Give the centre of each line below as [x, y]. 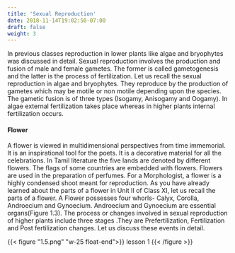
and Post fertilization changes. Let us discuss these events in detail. [106, 228]
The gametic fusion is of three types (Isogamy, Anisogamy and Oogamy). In [117, 99]
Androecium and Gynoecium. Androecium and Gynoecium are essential [111, 206]
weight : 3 [22, 34]
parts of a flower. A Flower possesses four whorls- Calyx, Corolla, [103, 198]
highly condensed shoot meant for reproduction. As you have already [109, 183]
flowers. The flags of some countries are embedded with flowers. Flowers [115, 168]
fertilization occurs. [35, 114]
